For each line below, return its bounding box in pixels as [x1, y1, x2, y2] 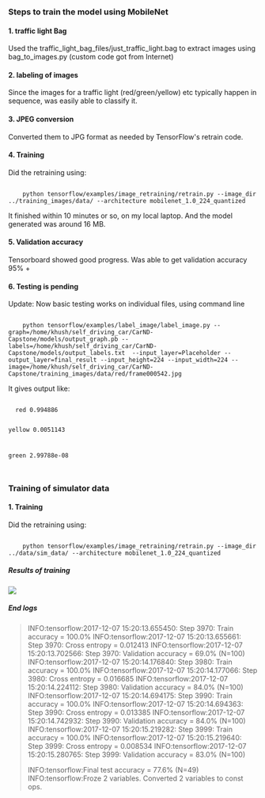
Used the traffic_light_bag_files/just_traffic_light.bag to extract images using [8, 44, 256, 53]
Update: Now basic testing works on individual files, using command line [8, 300, 245, 309]
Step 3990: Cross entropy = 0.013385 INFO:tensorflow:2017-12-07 [27, 708, 245, 717]
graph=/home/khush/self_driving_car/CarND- [8, 328, 154, 337]
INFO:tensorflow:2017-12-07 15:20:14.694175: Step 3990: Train [27, 690, 233, 700]
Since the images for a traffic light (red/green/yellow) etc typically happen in [8, 88, 257, 97]
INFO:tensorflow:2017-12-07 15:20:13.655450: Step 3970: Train [27, 623, 234, 632]
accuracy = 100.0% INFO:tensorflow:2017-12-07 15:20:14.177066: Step [27, 665, 258, 675]
